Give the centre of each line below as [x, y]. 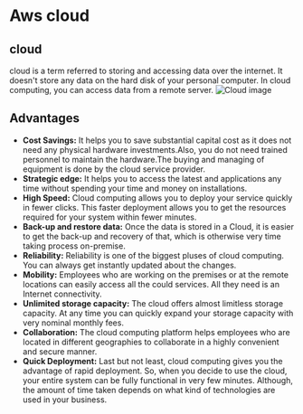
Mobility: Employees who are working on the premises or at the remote [156, 274]
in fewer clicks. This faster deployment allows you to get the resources [154, 207]
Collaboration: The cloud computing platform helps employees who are [156, 332]
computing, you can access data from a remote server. [112, 90]
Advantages [44, 118]
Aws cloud [50, 16]
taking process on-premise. [74, 246]
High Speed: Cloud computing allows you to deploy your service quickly [157, 198]
